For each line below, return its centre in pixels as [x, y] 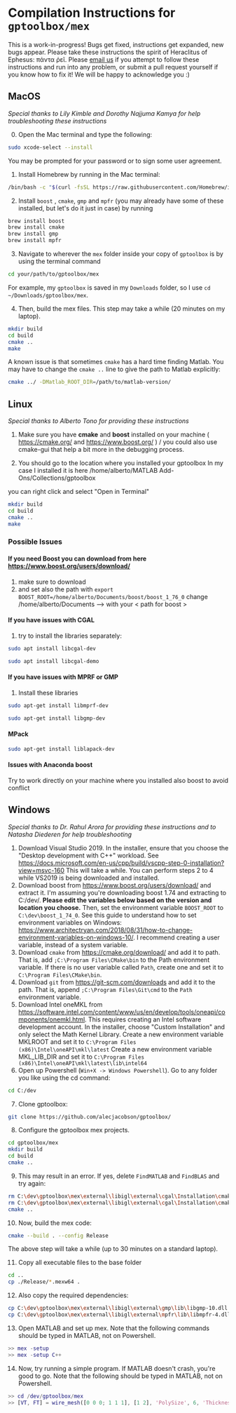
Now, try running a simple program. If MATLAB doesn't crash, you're [117, 1368]
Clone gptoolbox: [43, 1104]
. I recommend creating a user [176, 937]
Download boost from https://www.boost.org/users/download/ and [114, 885]
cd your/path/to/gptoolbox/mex [54, 274]
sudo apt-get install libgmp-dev [57, 718]
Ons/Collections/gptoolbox [57, 478]
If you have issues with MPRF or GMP [63, 677]
